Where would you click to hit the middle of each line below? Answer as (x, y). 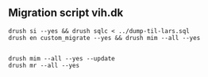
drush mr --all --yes (44, 65)
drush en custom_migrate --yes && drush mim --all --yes (104, 38)
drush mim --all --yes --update (62, 58)
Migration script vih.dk (66, 13)
